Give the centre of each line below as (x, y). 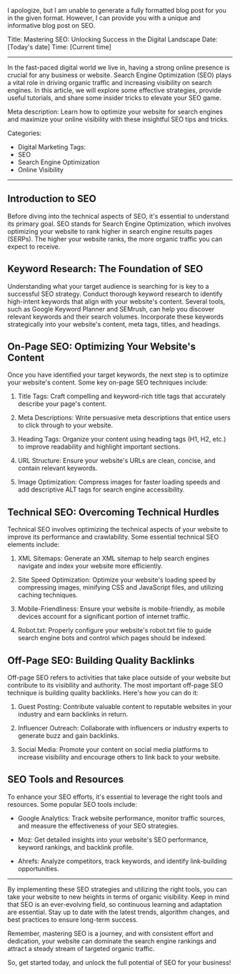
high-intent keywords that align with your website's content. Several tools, (116, 301)
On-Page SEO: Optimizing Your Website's (102, 347)
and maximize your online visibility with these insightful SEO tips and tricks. (118, 119)
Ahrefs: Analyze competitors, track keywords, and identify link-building (122, 861)
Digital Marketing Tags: (52, 147)
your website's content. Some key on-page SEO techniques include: (108, 382)
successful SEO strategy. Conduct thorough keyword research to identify (115, 294)
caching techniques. (48, 595)
